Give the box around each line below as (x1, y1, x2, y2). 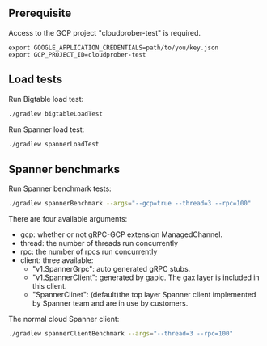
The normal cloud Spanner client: (8, 314, 120, 324)
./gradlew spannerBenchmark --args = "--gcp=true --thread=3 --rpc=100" (8, 200, 252, 208)
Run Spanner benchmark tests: (8, 184, 112, 193)
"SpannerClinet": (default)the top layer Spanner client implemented (32, 290, 256, 300)
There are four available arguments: (8, 214, 128, 224)
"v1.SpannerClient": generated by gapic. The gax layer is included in (32, 272, 261, 282)
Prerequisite (8, 6, 72, 20)
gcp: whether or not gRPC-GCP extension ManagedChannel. (19, 230, 223, 239)
